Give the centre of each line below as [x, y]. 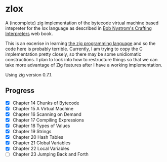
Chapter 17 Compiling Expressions [48, 120]
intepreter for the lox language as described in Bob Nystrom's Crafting [78, 28]
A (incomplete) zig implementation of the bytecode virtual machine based [82, 23]
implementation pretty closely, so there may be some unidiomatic [73, 54]
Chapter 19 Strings [32, 132]
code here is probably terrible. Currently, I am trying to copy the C [74, 49]
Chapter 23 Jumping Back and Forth [50, 154]
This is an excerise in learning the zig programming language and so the [80, 43]
